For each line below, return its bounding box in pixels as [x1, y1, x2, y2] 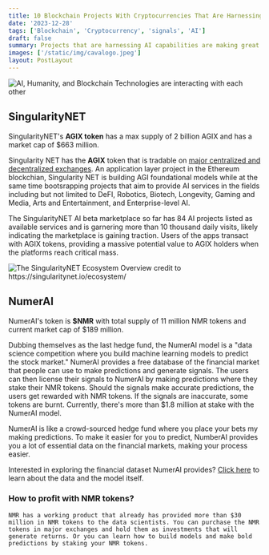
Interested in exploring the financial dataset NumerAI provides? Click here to [8, 465, 260, 474]
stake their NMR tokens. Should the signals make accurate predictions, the [8, 382, 255, 392]
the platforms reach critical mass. [8, 247, 118, 257]
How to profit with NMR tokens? [8, 493, 134, 505]
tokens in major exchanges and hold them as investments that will [8, 525, 239, 533]
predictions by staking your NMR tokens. [8, 539, 149, 547]
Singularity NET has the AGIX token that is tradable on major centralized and [8, 155, 261, 165]
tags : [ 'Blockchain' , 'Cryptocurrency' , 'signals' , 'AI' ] [8, 26, 206, 34]
